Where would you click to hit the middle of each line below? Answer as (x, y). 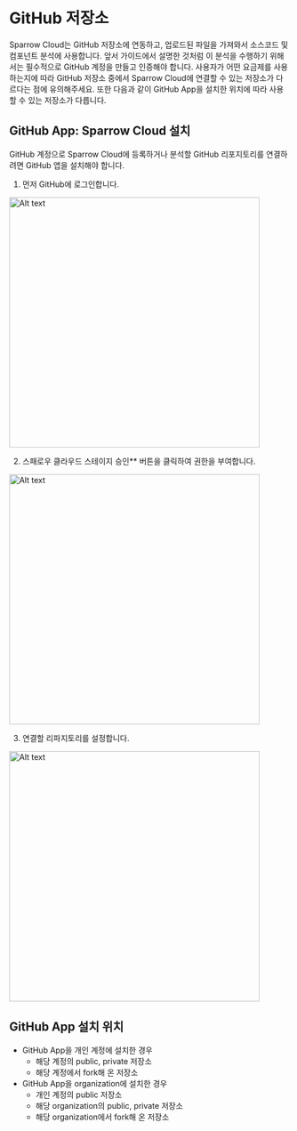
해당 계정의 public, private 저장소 (94, 1061)
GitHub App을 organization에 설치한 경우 (94, 1083)
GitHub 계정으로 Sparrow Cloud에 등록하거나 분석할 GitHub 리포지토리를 (137, 154)
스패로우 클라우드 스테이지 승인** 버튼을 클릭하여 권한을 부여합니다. (139, 461)
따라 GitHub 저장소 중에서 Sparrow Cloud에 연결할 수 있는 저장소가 (157, 77)
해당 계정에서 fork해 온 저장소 (87, 1072)
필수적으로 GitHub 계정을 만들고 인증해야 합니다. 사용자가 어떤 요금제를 (148, 67)
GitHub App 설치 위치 (67, 1027)
